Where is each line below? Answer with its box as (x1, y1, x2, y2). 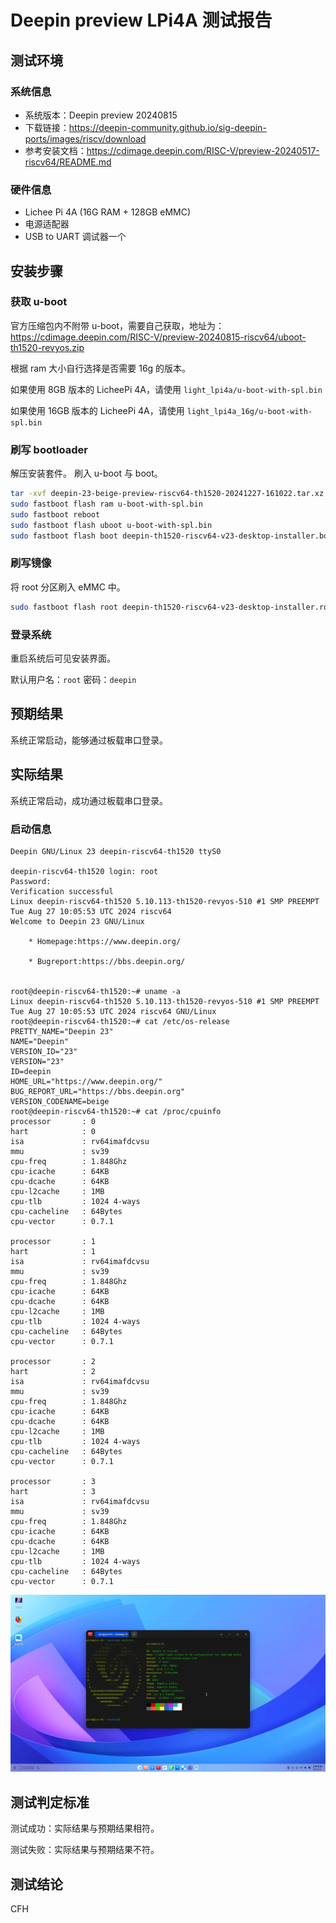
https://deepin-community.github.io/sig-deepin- (68, 121, 267, 133)
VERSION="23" (10, 1056, 65, 1066)
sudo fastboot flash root (10, 602, 118, 612)
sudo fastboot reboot (10, 509, 101, 520)
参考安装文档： (24, 144, 87, 156)
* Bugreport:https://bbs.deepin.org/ (28, 956, 186, 966)
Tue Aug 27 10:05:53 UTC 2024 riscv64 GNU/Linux (10, 1006, 217, 1016)
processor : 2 (10, 1356, 97, 1366)
